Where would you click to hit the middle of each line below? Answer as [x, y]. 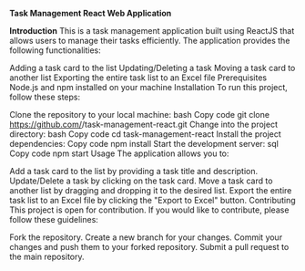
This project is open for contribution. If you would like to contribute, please [149, 210]
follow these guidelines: [54, 219]
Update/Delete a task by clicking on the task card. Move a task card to [141, 181]
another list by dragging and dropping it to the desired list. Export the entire [151, 190]
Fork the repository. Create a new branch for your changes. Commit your [146, 237]
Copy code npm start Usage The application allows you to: [119, 153]
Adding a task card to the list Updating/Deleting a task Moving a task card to [152, 68]
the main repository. [47, 256]
